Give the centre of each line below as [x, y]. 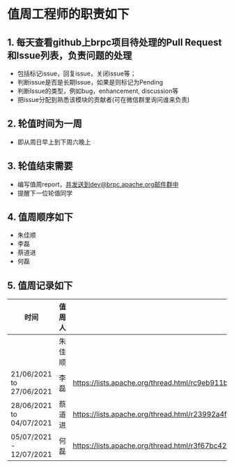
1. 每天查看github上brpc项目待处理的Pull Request [115, 42]
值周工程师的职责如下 [69, 14]
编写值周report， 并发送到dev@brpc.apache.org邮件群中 [98, 184]
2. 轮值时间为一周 [45, 124]
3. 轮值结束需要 [40, 166]
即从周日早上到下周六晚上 [54, 142]
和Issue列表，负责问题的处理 [70, 56]
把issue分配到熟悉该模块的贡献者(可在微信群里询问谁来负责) [103, 100]
